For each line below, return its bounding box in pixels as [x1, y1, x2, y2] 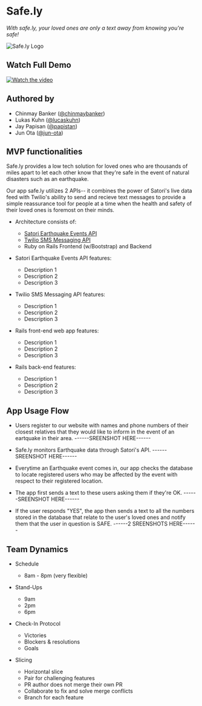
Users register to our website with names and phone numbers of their [15, 422, 189, 429]
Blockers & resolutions [24, 638, 80, 645]
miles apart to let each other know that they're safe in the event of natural [6, 169, 189, 176]
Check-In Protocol [15, 620, 60, 627]
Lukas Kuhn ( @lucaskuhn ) [15, 116, 80, 124]
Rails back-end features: [15, 363, 77, 371]
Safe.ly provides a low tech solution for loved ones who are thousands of [6, 162, 188, 170]
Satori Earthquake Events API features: [15, 254, 112, 262]
